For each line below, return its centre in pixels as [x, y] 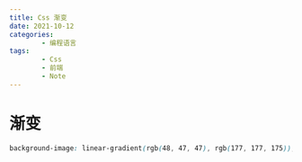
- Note [54, 76]
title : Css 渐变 [38, 18]
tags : [19, 51]
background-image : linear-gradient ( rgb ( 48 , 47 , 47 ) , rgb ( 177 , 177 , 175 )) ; [152, 148]
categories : [31, 34]
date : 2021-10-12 [42, 26]
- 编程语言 [59, 43]
